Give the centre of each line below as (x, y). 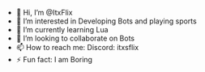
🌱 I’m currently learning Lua (62, 30)
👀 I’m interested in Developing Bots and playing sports (106, 21)
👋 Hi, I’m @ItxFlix (44, 13)
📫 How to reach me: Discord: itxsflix (77, 47)
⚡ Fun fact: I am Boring (54, 59)
